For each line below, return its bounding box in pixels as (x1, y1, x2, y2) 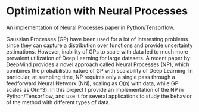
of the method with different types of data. (6, 98, 111, 105)
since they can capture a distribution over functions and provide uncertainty (6, 42, 193, 49)
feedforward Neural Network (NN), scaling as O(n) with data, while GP (6, 79, 179, 87)
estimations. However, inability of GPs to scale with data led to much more (6, 48, 189, 55)
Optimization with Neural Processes (6, 4, 188, 18)
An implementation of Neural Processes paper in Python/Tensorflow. (6, 24, 175, 31)
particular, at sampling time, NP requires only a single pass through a (6, 73, 176, 80)
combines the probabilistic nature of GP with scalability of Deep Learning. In (6, 67, 194, 74)
